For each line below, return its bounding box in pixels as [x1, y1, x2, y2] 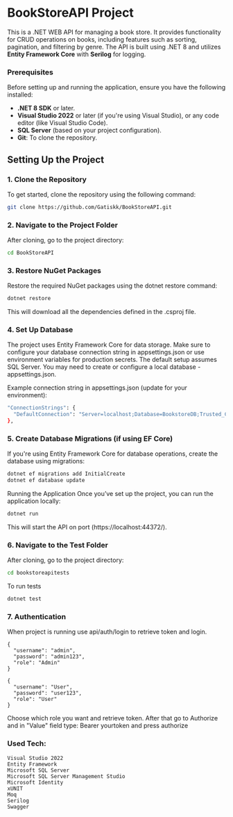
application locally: [7, 497, 61, 505]
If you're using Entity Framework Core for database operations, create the [7, 449, 218, 458]
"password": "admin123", [13, 653, 85, 661]
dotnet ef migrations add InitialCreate [7, 470, 126, 477]
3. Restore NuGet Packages [7, 265, 102, 275]
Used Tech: [7, 738, 46, 748]
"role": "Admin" [13, 659, 60, 666]
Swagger [7, 803, 30, 810]
